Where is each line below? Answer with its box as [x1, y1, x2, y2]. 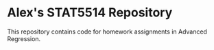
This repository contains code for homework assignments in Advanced [7, 27, 208, 36]
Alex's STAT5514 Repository [7, 5, 173, 21]
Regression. [7, 34, 41, 42]
